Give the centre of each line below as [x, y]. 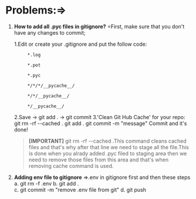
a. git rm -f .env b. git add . [46, 183]
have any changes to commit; [50, 32]
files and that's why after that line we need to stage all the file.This [109, 147]
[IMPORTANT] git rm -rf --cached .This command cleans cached [108, 141]
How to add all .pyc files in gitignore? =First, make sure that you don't [99, 26]
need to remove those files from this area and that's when [98, 160]
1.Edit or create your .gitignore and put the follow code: [80, 44]
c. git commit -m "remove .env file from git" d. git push [80, 190]
